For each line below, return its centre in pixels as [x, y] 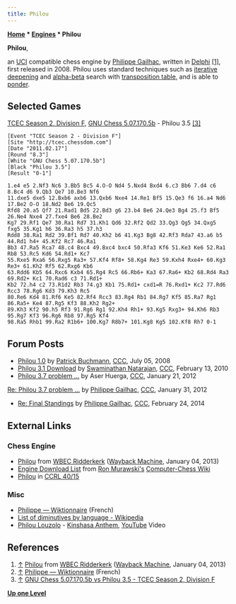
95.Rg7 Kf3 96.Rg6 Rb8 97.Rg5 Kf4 [58, 316]
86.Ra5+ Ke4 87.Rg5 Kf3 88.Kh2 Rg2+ [61, 304]
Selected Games [44, 107]
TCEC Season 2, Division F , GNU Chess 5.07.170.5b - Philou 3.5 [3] [104, 123]
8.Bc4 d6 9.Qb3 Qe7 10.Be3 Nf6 [53, 192]
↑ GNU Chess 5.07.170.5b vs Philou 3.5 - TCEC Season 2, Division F [116, 580]
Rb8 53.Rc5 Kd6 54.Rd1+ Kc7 [49, 254]
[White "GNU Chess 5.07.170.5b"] [57, 161]
